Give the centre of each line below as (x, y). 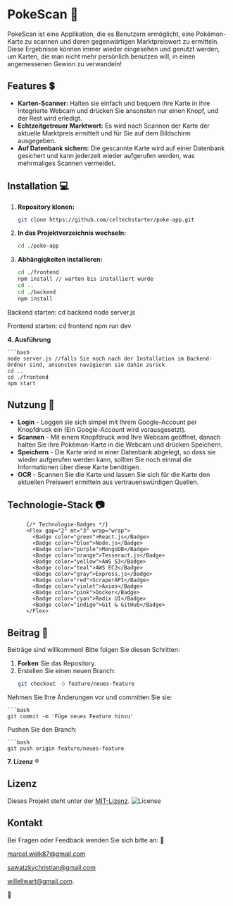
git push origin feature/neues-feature (66, 749)
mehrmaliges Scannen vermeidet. (67, 163)
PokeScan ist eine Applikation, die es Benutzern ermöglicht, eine (101, 34)
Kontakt (25, 823)
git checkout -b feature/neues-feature (76, 684)
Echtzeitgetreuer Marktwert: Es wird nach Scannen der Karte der (113, 126)
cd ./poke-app (38, 246)
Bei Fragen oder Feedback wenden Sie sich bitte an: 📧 (86, 840)
